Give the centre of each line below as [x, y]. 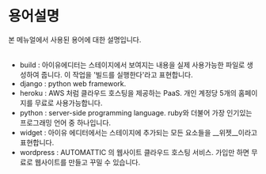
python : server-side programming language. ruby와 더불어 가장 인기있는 [136, 112]
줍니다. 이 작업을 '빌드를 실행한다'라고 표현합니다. [117, 74]
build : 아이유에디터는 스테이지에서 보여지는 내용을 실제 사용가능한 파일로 [132, 65]
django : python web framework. [73, 83]
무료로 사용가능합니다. [68, 103]
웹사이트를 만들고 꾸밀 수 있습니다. [87, 162]
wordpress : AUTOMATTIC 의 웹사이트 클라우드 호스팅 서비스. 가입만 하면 [134, 152]
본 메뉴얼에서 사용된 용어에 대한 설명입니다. [75, 40]
